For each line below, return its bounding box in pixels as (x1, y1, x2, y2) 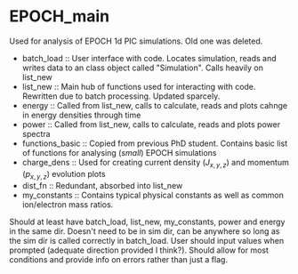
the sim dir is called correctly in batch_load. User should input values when (9, 235, 285, 246)
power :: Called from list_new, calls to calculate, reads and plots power (21, 118, 281, 130)
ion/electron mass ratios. (21, 198, 114, 210)
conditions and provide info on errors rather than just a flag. (9, 254, 229, 264)
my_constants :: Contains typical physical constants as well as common (21, 189, 285, 200)
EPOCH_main (9, 6, 109, 27)
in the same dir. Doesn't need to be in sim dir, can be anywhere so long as (9, 225, 280, 237)
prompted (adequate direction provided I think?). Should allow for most (9, 245, 270, 255)
